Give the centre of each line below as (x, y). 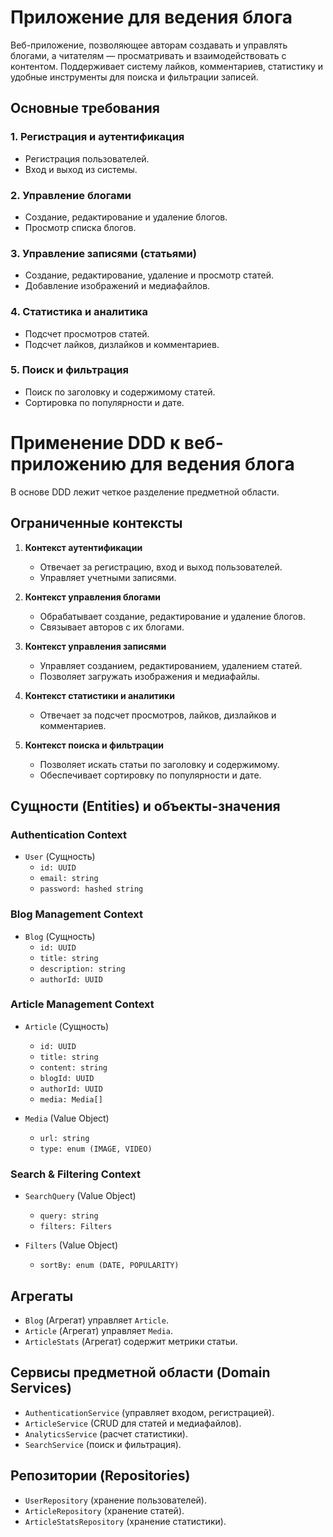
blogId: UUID (67, 1078)
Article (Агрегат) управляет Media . (99, 1330)
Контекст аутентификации (83, 547)
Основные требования (85, 108)
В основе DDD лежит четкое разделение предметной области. (145, 492)
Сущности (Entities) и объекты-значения (145, 806)
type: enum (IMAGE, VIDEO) (96, 1149)
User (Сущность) (60, 857)
